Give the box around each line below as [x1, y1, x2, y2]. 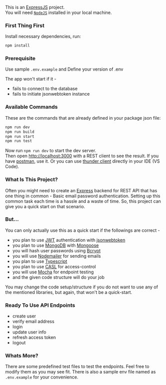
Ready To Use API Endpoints [5, 301, 76, 308]
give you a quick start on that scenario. [5, 203, 86, 209]
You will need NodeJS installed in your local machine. [5, 10, 112, 16]
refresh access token [12, 334, 56, 340]
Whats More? [5, 352, 39, 359]
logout [12, 340, 26, 346]
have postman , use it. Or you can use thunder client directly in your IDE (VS [5, 158, 160, 164]
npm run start [5, 134, 35, 139]
